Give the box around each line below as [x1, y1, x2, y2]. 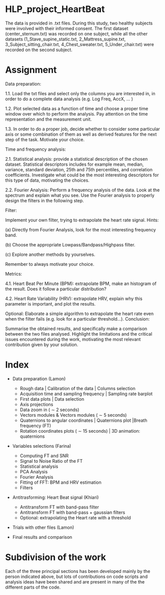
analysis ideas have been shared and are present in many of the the [5, 578, 145, 584]
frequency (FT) [19, 422, 51, 429]
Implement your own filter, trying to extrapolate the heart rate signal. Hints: [5, 217, 159, 223]
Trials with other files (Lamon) [12, 524, 74, 530]
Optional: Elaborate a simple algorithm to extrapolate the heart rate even [5, 311, 154, 317]
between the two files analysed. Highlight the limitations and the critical [5, 331, 152, 337]
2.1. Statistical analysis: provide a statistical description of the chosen [5, 156, 148, 162]
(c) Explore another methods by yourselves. [5, 251, 95, 257]
